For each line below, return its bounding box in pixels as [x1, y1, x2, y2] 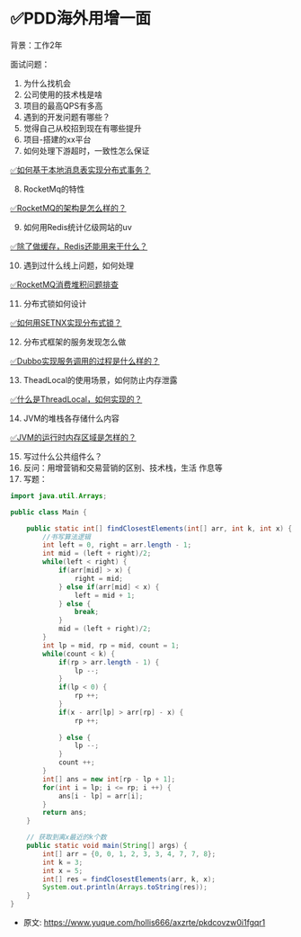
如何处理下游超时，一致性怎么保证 [22, 145, 150, 156]
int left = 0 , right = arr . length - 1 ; [42, 540, 192, 549]
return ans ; [42, 808, 88, 817]
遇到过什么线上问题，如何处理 [22, 260, 134, 271]
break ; [74, 608, 100, 617]
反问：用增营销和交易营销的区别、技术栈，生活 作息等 [22, 462, 223, 473]
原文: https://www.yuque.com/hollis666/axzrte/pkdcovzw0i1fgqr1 [22, 917, 266, 928]
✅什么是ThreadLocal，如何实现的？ [10, 393, 143, 405]
